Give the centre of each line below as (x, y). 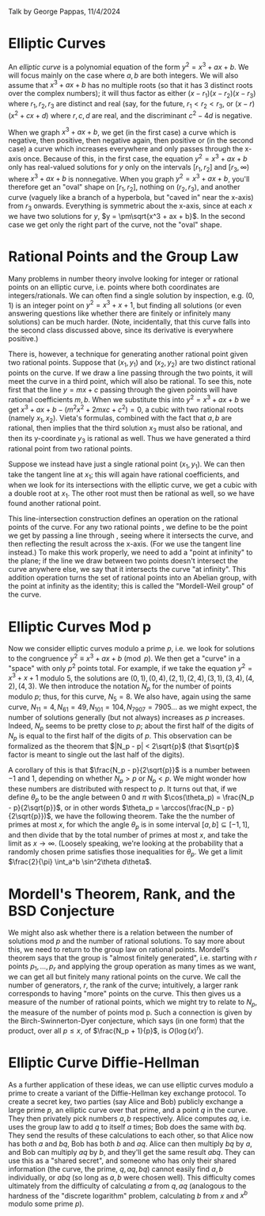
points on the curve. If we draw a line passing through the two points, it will (131, 373)
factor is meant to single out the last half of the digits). (97, 755)
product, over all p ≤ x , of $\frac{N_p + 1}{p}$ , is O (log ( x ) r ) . (106, 1030)
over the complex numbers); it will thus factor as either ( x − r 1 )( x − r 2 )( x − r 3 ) (132, 94)
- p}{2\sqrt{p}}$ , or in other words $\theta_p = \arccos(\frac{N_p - (117, 807)
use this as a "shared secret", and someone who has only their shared (122, 1160)
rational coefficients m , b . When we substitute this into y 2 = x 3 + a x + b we (129, 399)
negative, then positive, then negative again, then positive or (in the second (131, 140)
